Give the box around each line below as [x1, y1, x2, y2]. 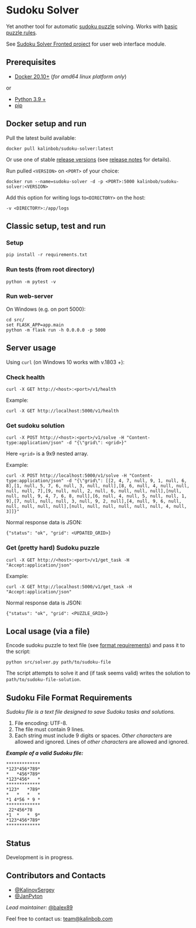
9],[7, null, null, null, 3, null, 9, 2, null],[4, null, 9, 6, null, [6, 499, 182, 504]
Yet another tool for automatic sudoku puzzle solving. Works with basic [6, 23, 178, 30]
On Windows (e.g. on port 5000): [6, 305, 86, 312]
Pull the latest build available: [6, 134, 76, 141]
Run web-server [6, 292, 54, 300]
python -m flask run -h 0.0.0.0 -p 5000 [6, 327, 106, 333]
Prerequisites [6, 57, 56, 67]
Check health [6, 373, 45, 381]
